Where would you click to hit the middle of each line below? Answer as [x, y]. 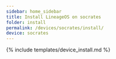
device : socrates [27, 33]
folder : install [26, 22]
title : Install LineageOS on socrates [54, 17]
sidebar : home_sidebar [34, 11]
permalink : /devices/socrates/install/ [55, 28]
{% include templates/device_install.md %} [58, 50]
